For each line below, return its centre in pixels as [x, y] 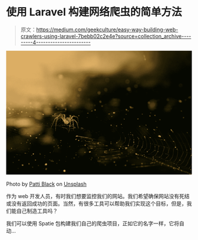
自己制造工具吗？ [37, 211]
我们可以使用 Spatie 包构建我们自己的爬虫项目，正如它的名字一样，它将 [93, 223]
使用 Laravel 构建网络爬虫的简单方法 [94, 12]
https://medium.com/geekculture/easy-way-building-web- [107, 29]
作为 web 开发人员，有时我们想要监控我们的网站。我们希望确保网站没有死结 [98, 196]
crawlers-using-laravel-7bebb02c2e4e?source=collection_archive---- [106, 36]
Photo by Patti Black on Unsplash [47, 184]
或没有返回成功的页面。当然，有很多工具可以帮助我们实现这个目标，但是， [96, 203]
